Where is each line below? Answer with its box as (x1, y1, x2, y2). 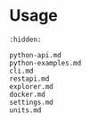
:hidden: (9, 35, 42, 44)
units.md (9, 105, 42, 115)
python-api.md (9, 50, 62, 59)
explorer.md (9, 82, 53, 91)
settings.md (9, 98, 53, 107)
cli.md (9, 66, 34, 75)
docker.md (9, 90, 46, 99)
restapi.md (9, 74, 50, 83)
